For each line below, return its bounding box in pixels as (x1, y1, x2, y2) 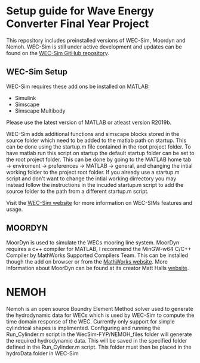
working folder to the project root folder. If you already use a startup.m (6, 168, 180, 176)
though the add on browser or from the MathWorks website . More (6, 258, 168, 265)
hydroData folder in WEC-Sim (6, 349, 79, 357)
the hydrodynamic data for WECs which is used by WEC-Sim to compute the (6, 311, 195, 319)
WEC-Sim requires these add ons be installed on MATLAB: (6, 83, 150, 90)
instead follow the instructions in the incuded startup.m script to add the (6, 181, 184, 188)
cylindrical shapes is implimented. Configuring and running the (6, 324, 161, 331)
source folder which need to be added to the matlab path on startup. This (6, 137, 187, 144)
